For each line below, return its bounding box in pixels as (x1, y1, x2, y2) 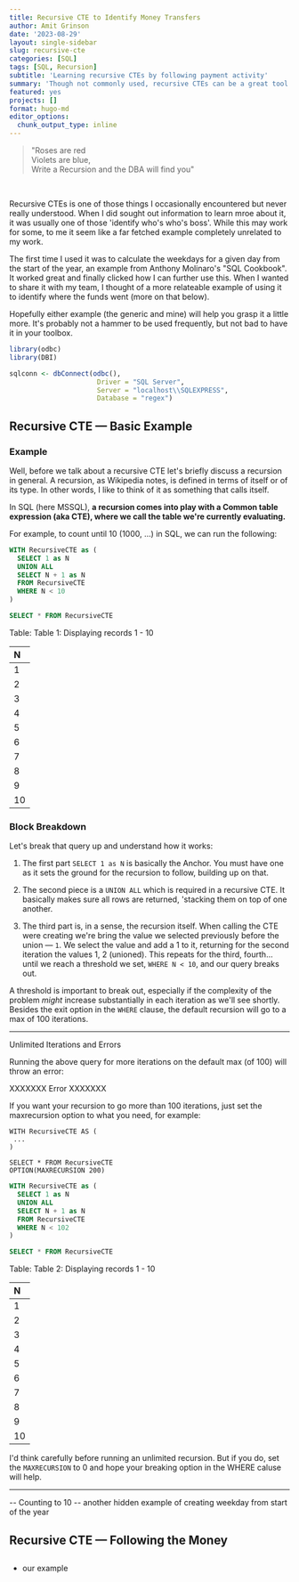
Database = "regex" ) (96, 393, 174, 403)
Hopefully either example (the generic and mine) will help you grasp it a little (9, 309, 289, 319)
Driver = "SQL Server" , (96, 377, 185, 386)
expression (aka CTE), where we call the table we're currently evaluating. (9, 511, 287, 522)
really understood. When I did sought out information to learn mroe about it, (9, 208, 287, 218)
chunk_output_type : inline (17, 121, 117, 130)
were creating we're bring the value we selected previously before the (21, 930, 279, 941)
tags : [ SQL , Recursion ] (9, 63, 98, 72)
